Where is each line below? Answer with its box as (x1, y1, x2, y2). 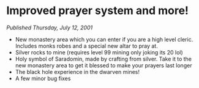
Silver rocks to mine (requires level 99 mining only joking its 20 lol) (15, 48, 184, 56)
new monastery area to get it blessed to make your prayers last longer (15, 62, 192, 69)
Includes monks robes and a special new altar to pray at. (15, 42, 158, 50)
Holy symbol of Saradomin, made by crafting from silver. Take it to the (15, 55, 192, 62)
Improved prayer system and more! (6, 4, 189, 18)
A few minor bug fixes (15, 75, 71, 82)
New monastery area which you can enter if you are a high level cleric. (15, 35, 193, 43)
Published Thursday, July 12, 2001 (6, 24, 93, 31)
